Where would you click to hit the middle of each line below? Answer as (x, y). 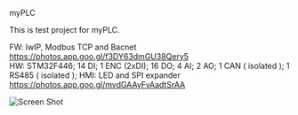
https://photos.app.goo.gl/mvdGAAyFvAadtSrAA (97, 84)
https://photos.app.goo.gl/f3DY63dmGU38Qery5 (99, 56)
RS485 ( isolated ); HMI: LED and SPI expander (95, 75)
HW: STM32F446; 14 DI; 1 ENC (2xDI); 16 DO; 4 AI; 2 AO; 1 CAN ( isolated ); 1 (149, 66)
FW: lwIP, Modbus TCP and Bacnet (73, 47)
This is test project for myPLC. (64, 30)
